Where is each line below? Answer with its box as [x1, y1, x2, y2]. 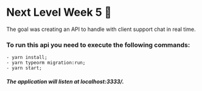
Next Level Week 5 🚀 [6, 5, 112, 19]
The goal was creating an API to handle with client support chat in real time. [6, 25, 196, 33]
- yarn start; [6, 65, 43, 72]
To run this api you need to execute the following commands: [6, 41, 190, 49]
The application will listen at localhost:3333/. [6, 78, 124, 85]
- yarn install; [6, 55, 47, 61]
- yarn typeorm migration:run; [6, 60, 86, 66]
